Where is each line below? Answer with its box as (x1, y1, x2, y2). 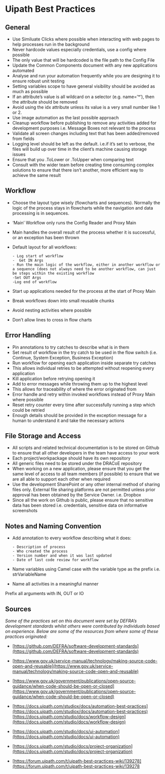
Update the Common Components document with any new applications (12, 63, 158, 68)
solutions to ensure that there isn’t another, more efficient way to (12, 167, 144, 173)
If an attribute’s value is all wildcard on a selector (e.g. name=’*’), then (12, 94, 155, 100)
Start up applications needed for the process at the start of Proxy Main (12, 288, 156, 294)
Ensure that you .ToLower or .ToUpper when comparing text (12, 157, 134, 162)
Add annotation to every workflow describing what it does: (12, 535, 132, 541)
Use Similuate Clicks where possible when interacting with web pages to (12, 36, 160, 42)
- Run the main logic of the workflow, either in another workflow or (12, 262, 161, 267)
